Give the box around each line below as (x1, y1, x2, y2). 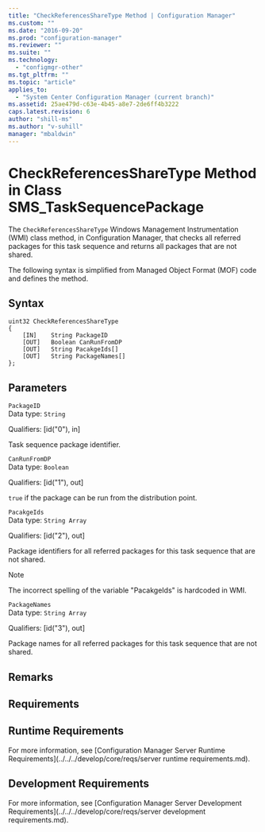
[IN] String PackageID (22, 332, 109, 340)
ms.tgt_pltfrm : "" (8, 71, 69, 79)
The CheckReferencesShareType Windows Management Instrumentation (8, 224, 240, 234)
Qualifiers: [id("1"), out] (8, 478, 84, 488)
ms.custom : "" (8, 19, 56, 27)
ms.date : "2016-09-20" (8, 26, 83, 34)
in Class (8, 181, 62, 199)
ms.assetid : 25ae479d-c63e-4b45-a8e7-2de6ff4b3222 (8, 100, 179, 108)
